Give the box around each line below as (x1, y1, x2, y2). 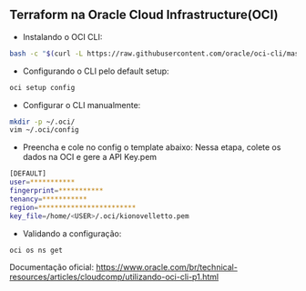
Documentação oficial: (9, 262, 94, 273)
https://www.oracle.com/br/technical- (95, 262, 239, 273)
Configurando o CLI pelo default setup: (22, 65, 170, 76)
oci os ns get (9, 246, 64, 255)
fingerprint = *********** (9, 186, 104, 196)
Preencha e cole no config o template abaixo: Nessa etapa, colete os (22, 142, 281, 153)
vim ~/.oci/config (9, 125, 79, 135)
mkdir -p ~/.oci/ (9, 117, 76, 126)
